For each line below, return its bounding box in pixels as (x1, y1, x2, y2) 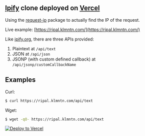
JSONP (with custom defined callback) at (12, 56, 96, 62)
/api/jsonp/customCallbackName (12, 62, 76, 67)
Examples (5, 76, 36, 84)
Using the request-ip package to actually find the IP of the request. (5, 17, 140, 23)
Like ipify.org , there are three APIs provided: (5, 36, 94, 42)
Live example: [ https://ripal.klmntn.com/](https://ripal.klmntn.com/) (5, 27, 141, 33)
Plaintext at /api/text (12, 45, 56, 51)
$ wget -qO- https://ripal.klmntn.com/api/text (5, 117, 104, 122)
